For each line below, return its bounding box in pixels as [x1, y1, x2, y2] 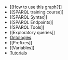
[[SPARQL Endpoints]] [9, 19, 54, 25]
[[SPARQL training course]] [9, 9, 64, 15]
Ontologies [9, 35, 31, 40]
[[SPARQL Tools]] [9, 24, 44, 30]
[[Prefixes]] [9, 40, 32, 45]
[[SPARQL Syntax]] [9, 14, 47, 20]
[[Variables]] [9, 45, 35, 50]
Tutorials [9, 50, 27, 56]
